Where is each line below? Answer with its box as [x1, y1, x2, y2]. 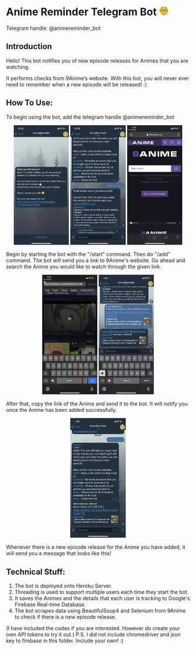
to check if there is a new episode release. [14, 614, 117, 621]
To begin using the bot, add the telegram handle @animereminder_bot [6, 114, 174, 121]
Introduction [6, 42, 52, 51]
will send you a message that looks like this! [6, 550, 111, 557]
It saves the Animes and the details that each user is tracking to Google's [14, 595, 190, 602]
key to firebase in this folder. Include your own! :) [6, 637, 124, 644]
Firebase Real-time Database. [14, 601, 86, 608]
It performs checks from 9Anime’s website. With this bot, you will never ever [6, 74, 190, 81]
